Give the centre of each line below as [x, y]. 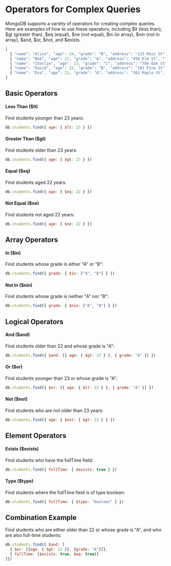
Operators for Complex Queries [73, 9]
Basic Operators [31, 94]
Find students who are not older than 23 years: [54, 411]
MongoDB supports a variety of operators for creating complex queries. [81, 23]
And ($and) [18, 335]
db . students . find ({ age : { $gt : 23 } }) [49, 159]
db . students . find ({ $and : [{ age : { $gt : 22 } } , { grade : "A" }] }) [81, 355]
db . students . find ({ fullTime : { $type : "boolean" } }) [65, 502]
